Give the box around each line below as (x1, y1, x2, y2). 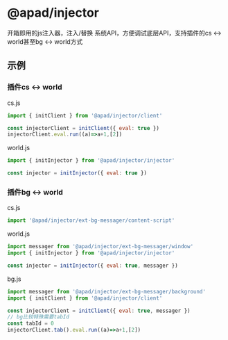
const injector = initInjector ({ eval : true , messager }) (7, 262, 178, 269)
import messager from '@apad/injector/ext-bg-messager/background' (7, 288, 207, 295)
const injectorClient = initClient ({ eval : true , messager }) (7, 307, 191, 314)
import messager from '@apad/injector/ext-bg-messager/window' (7, 243, 194, 250)
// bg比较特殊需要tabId (7, 314, 69, 321)
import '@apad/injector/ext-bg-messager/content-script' (7, 217, 175, 224)
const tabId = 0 (7, 320, 54, 327)
